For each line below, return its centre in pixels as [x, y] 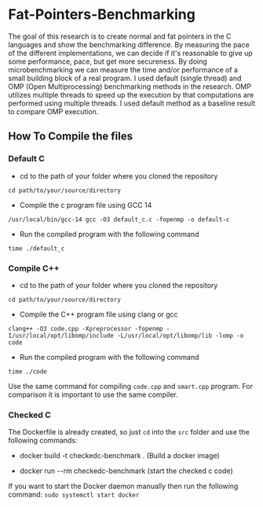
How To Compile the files [71, 137]
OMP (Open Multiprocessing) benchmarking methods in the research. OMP [130, 86]
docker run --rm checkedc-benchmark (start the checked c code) [126, 471]
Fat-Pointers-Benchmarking [102, 15]
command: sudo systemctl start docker [74, 494]
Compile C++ [34, 268]
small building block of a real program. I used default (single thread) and [125, 78]
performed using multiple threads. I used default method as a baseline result [132, 103]
